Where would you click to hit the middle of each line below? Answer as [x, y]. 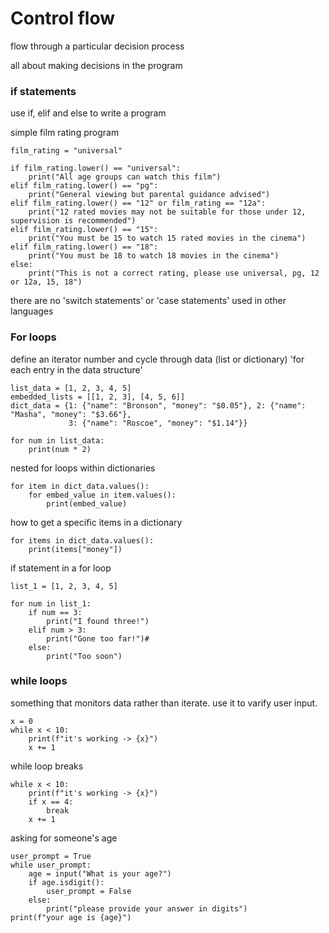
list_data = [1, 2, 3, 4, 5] [71, 388]
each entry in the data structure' [76, 369]
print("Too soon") [84, 656]
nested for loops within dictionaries [83, 468]
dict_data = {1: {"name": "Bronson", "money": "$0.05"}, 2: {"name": [158, 405]
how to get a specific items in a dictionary [96, 522]
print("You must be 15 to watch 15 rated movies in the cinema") [167, 238]
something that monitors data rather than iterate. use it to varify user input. [164, 703]
